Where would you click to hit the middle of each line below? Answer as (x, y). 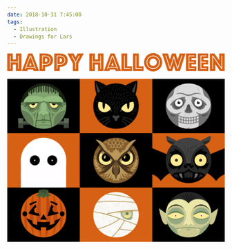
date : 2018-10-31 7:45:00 (44, 14)
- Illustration (35, 29)
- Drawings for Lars (43, 37)
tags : (15, 22)
